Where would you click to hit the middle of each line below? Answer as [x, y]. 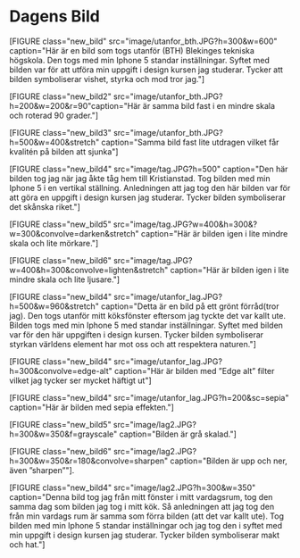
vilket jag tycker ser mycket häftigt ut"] [80, 380]
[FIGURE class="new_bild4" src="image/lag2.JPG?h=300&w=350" [133, 487]
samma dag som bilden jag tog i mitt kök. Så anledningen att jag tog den [142, 506]
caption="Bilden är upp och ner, [229, 461]
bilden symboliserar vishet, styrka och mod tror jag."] [107, 79]
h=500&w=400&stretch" [54, 142]
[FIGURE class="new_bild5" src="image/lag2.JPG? [103, 424]
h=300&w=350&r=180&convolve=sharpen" [89, 461]
